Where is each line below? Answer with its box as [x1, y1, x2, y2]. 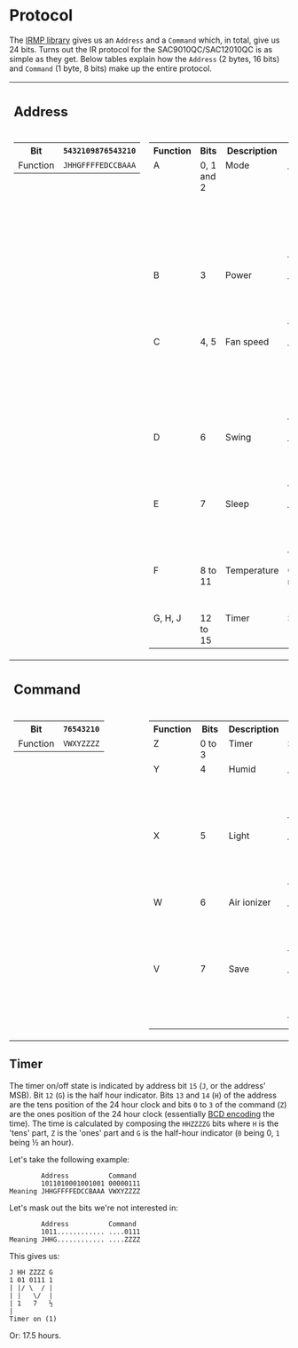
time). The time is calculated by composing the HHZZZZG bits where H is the [9, 1118, 279, 1129]
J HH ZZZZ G [9, 1267, 53, 1277]
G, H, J [153, 612, 182, 624]
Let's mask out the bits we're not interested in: [9, 1202, 179, 1213]
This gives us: [9, 1250, 60, 1261]
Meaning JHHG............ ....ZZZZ [9, 1235, 141, 1244]
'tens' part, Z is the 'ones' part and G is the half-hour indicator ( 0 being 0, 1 [9, 1127, 280, 1138]
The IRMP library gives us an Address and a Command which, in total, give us [9, 35, 280, 45]
